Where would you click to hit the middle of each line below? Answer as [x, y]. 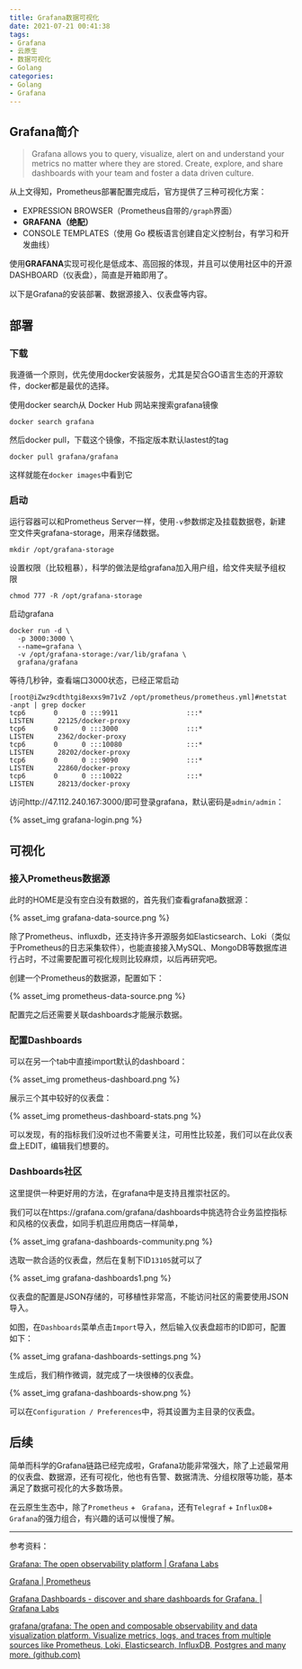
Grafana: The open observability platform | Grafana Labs [114, 1565]
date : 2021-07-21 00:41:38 [60, 26]
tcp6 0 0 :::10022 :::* [106, 776]
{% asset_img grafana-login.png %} [76, 820]
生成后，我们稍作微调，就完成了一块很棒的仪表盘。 [104, 1374]
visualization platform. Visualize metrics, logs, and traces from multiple [140, 1636]
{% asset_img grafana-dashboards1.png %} [91, 1278]
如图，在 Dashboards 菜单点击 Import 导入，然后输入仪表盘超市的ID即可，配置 [148, 1327]
